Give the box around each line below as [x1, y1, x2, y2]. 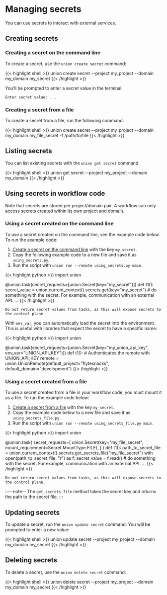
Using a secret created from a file [5, 378, 87, 385]
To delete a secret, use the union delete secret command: [5, 569, 126, 575]
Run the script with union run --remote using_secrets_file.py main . [12, 420, 154, 426]
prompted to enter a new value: [5, 526, 70, 532]
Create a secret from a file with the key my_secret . [12, 404, 115, 411]
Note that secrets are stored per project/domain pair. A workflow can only [5, 202, 156, 208]
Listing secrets [5, 147, 52, 155]
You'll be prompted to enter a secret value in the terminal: [5, 85, 123, 91]
